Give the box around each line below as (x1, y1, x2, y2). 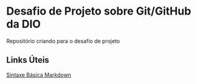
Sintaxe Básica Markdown (6, 71, 72, 79)
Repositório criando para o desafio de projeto (6, 37, 120, 44)
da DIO (6, 17, 41, 31)
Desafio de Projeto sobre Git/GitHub (6, 4, 192, 18)
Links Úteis (6, 55, 50, 65)
